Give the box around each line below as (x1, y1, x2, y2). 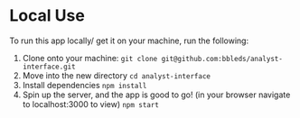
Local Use (9, 5, 86, 26)
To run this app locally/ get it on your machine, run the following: (9, 35, 249, 46)
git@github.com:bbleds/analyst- (161, 54, 283, 63)
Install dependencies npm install (22, 79, 147, 90)
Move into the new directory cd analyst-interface (22, 69, 211, 81)
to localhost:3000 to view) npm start (22, 98, 160, 109)
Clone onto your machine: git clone (22, 52, 158, 63)
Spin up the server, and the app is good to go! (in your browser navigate (22, 89, 291, 100)
